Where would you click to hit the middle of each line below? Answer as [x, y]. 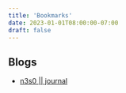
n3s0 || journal [44, 81]
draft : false [30, 30]
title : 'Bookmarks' [40, 15]
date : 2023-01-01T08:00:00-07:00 [63, 23]
